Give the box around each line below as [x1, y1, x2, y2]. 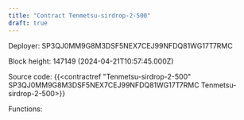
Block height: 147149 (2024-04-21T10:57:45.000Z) [8, 56, 174, 66]
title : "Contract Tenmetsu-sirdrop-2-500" [8, 11, 151, 20]
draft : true [8, 19, 48, 27]
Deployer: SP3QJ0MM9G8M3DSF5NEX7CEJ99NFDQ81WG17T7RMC [8, 41, 233, 50]
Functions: [8, 104, 43, 114]
